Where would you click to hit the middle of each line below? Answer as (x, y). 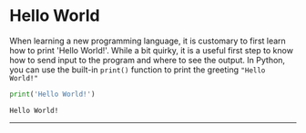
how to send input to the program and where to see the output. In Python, (147, 60)
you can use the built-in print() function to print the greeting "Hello (138, 70)
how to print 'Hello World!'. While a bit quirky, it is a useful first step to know (152, 50)
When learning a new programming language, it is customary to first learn (148, 41)
